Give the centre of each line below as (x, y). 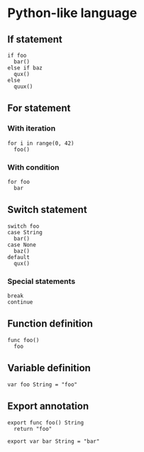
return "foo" (33, 429)
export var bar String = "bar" (54, 441)
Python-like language (72, 13)
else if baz (25, 68)
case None (22, 245)
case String (25, 232)
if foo (17, 55)
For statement (39, 108)
